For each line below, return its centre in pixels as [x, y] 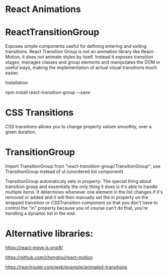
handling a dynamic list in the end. [41, 213]
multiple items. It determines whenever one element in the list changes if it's [84, 192]
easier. [12, 73]
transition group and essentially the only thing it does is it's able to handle [81, 187]
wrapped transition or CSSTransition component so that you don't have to [81, 203]
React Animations [43, 9]
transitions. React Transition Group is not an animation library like [73, 52]
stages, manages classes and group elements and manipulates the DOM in [82, 62]
